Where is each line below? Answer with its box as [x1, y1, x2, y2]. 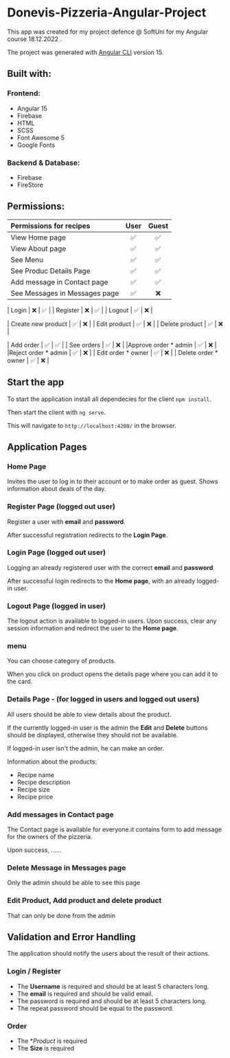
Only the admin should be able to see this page [7, 879, 141, 887]
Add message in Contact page [10, 277, 108, 286]
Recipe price [16, 792, 54, 801]
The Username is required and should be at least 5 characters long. [16, 982, 209, 990]
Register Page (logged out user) [7, 502, 115, 511]
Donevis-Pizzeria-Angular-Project [7, 5, 207, 21]
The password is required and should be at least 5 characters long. [16, 997, 207, 1005]
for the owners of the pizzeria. [7, 833, 93, 841]
